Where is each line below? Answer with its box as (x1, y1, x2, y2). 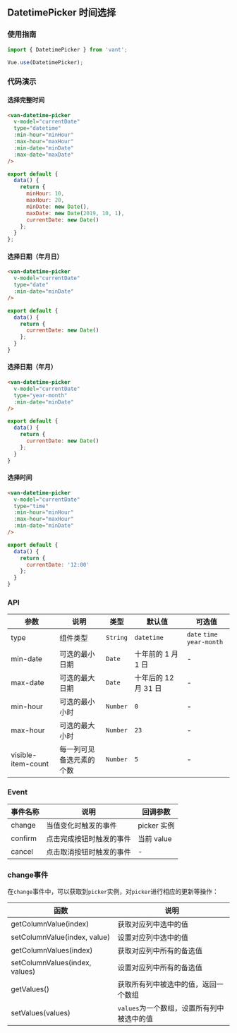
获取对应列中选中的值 (117, 919, 189, 929)
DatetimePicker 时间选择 (7, 6, 116, 19)
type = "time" (13, 502, 49, 509)
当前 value (138, 833, 172, 843)
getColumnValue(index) (11, 919, 90, 929)
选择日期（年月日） (7, 252, 63, 260)
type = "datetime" (13, 125, 61, 132)
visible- (11, 750, 37, 760)
